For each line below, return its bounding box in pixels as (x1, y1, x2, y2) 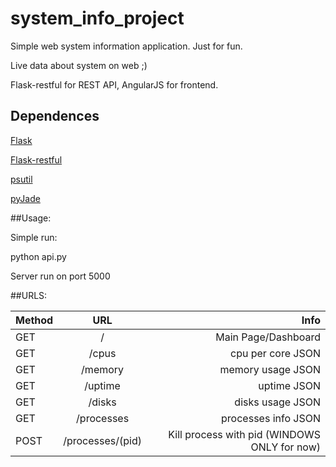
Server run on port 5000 (10, 270, 111, 282)
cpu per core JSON (230, 346, 321, 360)
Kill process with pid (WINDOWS (168, 427, 321, 441)
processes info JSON (221, 411, 321, 425)
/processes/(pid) (63, 433, 142, 447)
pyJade (10, 192, 41, 204)
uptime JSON (258, 378, 321, 392)
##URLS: (10, 289, 48, 301)
